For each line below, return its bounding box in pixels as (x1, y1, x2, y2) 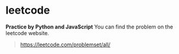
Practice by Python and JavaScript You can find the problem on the (5, 23, 174, 30)
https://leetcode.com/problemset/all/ (20, 41, 111, 48)
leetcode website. (5, 29, 49, 36)
